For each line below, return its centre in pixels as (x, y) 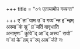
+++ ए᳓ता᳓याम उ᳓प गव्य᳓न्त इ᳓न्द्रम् (40, 20)
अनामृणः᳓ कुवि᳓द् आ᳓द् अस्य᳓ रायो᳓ (39, 33)
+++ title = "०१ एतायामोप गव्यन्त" (40, 9)
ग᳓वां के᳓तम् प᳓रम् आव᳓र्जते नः (34, 40)
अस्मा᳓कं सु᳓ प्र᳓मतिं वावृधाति (33, 27)
